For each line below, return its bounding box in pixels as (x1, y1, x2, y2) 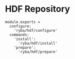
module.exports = (5, 20, 40, 24)
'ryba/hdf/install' (18, 40, 57, 46)
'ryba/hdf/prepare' (18, 49, 57, 54)
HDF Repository (5, 3, 70, 15)
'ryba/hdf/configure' (14, 28, 57, 33)
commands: (9, 32, 29, 37)
